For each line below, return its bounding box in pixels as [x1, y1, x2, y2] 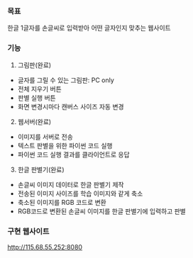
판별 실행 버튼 [17, 94, 56, 102]
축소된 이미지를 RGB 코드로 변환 [17, 198, 106, 206]
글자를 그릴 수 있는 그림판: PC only [17, 76, 115, 84]
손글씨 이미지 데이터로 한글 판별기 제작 [17, 180, 124, 189]
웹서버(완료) [17, 117, 52, 125]
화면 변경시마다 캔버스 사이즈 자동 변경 [17, 102, 124, 111]
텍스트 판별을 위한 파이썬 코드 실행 [17, 141, 113, 150]
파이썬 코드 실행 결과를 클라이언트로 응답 [17, 150, 130, 159]
